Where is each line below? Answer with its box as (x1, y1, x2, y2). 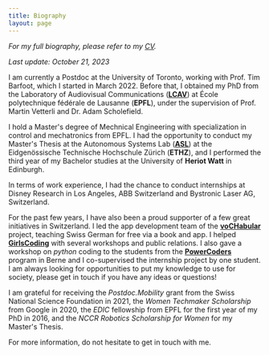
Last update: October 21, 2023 (8, 57, 110, 67)
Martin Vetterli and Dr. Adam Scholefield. (8, 106, 144, 116)
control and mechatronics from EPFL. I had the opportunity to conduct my (8, 130, 253, 140)
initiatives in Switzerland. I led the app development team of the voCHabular (8, 221, 261, 231)
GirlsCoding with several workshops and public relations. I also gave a (8, 238, 243, 248)
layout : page (8, 19, 52, 27)
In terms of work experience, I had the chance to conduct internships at (8, 180, 246, 189)
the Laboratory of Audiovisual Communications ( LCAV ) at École (8, 89, 218, 99)
